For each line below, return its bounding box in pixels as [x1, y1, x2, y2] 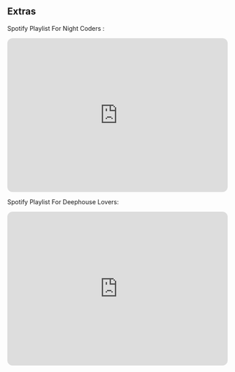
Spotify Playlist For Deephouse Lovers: [7, 197, 119, 206]
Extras [7, 6, 36, 17]
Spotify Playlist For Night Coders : [7, 24, 105, 32]
